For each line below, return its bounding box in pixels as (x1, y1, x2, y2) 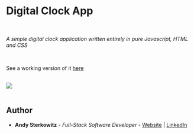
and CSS (6, 42, 28, 49)
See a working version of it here (6, 64, 84, 72)
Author (6, 106, 33, 116)
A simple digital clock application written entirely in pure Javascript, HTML (6, 35, 188, 42)
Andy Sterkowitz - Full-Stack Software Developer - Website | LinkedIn (14, 121, 187, 128)
